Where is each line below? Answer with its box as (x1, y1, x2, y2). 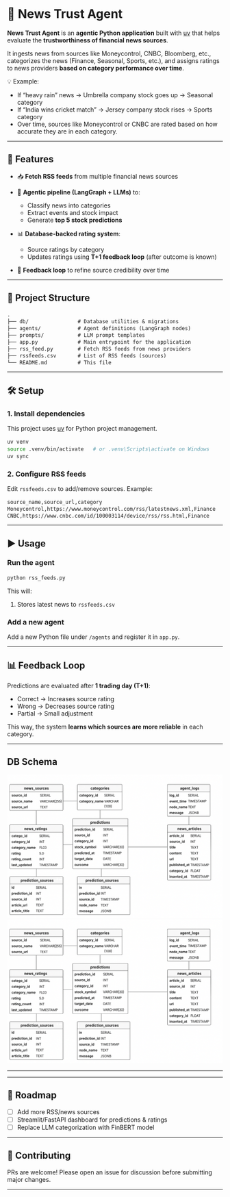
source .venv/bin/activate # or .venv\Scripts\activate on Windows (7, 446, 210, 453)
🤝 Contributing (7, 1150, 71, 1161)
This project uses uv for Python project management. (7, 425, 157, 433)
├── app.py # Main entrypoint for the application (7, 338, 192, 345)
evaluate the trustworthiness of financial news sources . (7, 36, 169, 44)
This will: (7, 587, 32, 595)
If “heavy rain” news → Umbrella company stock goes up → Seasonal (16, 90, 214, 99)
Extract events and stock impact (27, 208, 118, 216)
